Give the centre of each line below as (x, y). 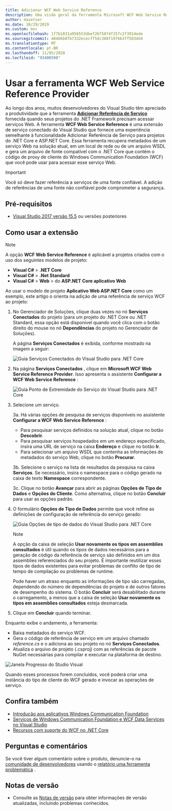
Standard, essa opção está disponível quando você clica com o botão (86, 322)
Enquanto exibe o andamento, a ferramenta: (52, 622)
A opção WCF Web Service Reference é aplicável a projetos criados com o (85, 255)
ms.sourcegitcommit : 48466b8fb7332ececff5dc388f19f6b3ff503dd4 (74, 39)
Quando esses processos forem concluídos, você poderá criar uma (76, 674)
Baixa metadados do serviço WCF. (49, 633)
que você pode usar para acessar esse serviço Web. (61, 162)
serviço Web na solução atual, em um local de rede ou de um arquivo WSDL (85, 146)
